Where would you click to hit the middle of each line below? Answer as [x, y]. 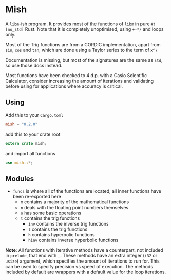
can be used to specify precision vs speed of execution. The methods [79, 267]
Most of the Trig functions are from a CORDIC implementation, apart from [83, 44]
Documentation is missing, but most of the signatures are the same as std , [84, 60]
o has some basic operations [51, 213]
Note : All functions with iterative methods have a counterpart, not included [84, 250]
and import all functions [30, 153]
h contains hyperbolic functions [61, 235]
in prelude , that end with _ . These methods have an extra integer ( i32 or [81, 256]
